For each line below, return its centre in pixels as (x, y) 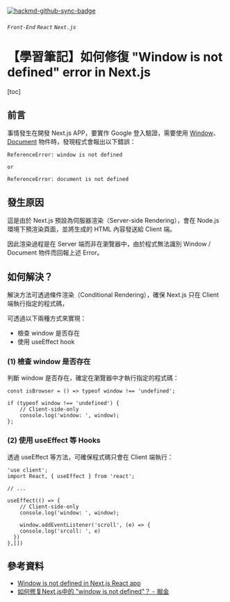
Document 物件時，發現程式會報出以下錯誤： (72, 142)
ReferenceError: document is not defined (68, 180)
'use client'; (28, 470)
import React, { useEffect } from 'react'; (71, 476)
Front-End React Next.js (42, 27)
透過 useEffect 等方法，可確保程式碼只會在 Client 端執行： (90, 457)
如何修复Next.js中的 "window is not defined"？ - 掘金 (93, 592)
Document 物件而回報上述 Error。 (55, 253)
